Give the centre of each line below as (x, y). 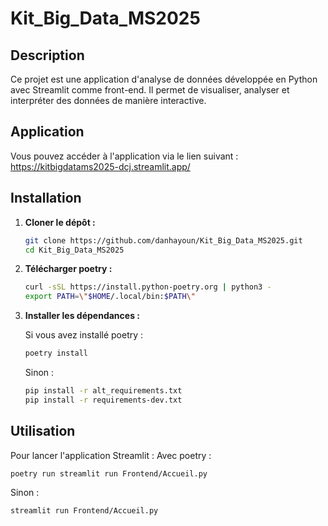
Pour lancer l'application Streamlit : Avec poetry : (111, 455)
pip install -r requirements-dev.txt (103, 400)
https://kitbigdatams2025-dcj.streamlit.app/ (100, 166)
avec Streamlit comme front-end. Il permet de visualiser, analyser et (150, 90)
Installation (46, 198)
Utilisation (43, 431)
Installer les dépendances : (82, 316)
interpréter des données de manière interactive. (108, 100)
